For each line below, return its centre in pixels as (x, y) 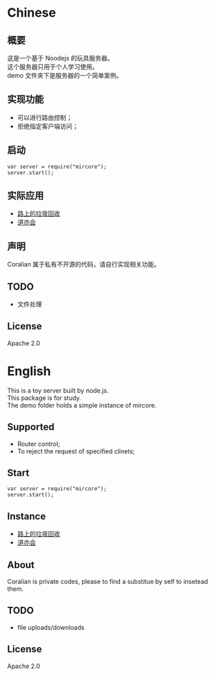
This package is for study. (44, 398)
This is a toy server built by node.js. (58, 390)
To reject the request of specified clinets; (76, 451)
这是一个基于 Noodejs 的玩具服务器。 (60, 58)
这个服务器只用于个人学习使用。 (53, 67)
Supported (31, 427)
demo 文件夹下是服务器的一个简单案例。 (65, 75)
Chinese (32, 13)
